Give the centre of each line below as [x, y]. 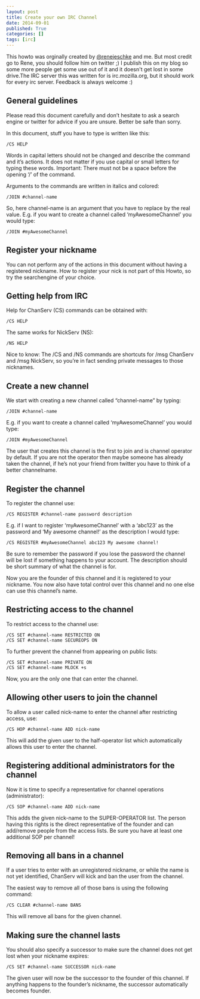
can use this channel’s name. [42, 591]
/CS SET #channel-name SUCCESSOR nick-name [61, 967]
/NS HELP [17, 344]
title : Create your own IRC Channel [52, 17]
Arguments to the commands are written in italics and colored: [83, 186]
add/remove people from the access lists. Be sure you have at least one [94, 830]
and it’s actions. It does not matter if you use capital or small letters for [93, 162]
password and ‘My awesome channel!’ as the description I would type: [93, 532]
